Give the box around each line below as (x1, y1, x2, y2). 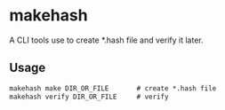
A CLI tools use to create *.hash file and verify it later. (9, 35, 204, 45)
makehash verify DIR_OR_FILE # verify (9, 92, 169, 101)
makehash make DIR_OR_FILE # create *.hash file (9, 83, 217, 93)
